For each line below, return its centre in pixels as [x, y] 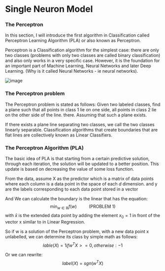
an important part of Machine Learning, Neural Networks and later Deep [78, 66]
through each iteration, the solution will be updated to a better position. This [82, 164]
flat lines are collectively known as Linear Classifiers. [59, 135]
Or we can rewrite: [24, 255]
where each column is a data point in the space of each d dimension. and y [81, 184]
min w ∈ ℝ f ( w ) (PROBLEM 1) [83, 207]
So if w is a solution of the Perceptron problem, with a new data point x [77, 231]
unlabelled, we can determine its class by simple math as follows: [71, 236]
